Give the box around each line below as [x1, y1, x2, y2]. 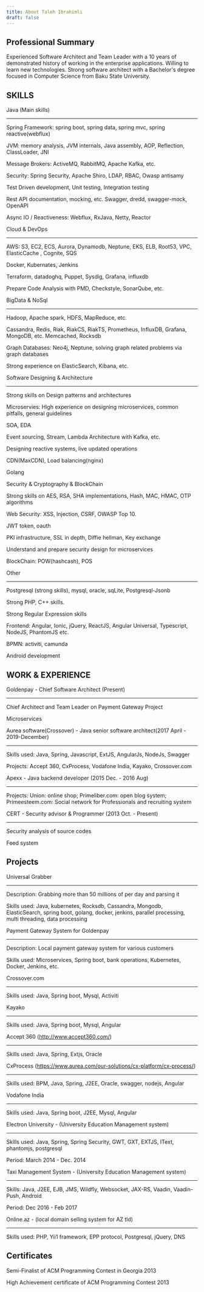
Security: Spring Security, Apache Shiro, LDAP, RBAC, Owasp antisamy [6, 172, 184, 179]
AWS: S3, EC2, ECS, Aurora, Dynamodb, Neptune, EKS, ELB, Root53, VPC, [6, 243, 192, 250]
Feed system [6, 839, 39, 847]
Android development [6, 652, 61, 659]
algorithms [6, 499, 33, 506]
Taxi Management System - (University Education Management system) [6, 1168, 186, 1175]
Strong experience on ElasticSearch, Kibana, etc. [6, 362, 129, 369]
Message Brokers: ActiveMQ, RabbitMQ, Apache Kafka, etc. [6, 160, 156, 168]
